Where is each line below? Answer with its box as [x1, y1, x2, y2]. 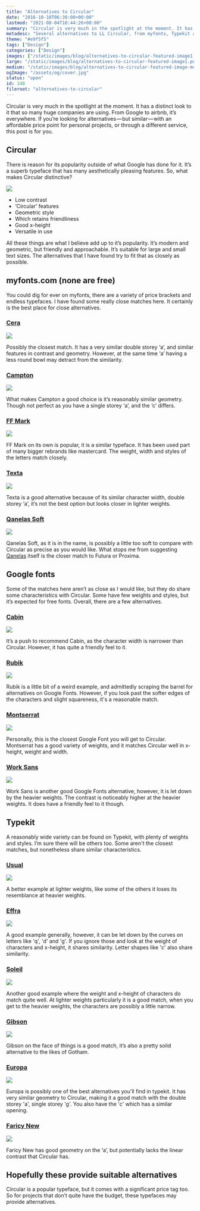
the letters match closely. [6, 454, 68, 461]
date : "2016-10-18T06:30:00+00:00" [6, 14, 95, 20]
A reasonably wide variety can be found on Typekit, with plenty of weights [6, 833, 189, 840]
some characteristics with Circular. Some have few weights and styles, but [6, 592, 189, 599]
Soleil [6, 965, 23, 974]
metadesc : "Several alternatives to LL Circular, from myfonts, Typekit [6, 31, 190, 37]
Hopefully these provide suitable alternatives [6, 1170, 177, 1180]
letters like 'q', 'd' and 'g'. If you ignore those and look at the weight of [6, 938, 177, 945]
